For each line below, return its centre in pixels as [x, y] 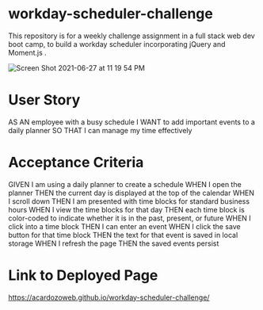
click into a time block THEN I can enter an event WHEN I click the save [124, 226]
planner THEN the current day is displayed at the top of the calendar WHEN [131, 193]
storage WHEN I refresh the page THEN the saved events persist [114, 243]
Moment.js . [28, 52]
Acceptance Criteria [76, 163]
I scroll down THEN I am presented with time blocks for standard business [129, 201]
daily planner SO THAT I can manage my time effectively [100, 130]
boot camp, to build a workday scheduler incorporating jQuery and [117, 44]
